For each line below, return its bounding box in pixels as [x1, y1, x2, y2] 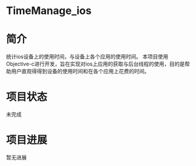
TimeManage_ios [6, 4, 92, 18]
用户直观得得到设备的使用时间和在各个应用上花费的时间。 [11, 68, 150, 75]
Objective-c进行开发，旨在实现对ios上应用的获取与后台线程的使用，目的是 [6, 60, 185, 68]
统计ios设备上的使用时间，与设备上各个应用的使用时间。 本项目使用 [6, 53, 169, 60]
